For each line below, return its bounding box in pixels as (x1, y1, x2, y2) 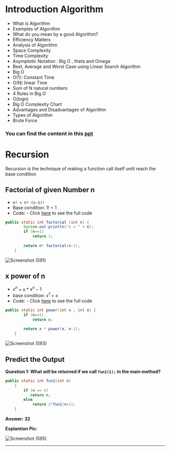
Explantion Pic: (5, 426, 38, 432)
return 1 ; (32, 234, 53, 239)
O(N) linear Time (12, 80, 48, 86)
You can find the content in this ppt (5, 130, 94, 137)
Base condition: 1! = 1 (12, 204, 57, 211)
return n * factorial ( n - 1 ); (23, 243, 80, 248)
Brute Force (12, 117, 37, 123)
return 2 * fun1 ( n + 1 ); (32, 402, 76, 407)
